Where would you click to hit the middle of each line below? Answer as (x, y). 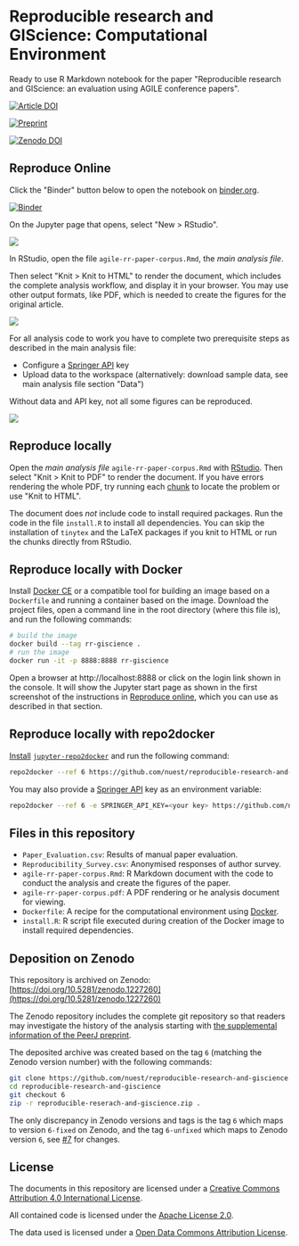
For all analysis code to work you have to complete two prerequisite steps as (149, 338)
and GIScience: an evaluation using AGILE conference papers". (125, 88)
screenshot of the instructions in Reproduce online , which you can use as (144, 697)
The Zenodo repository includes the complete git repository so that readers (147, 1016)
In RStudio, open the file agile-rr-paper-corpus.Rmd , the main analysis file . (146, 258)
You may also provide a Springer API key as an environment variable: (136, 789)
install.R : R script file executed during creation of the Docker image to (153, 921)
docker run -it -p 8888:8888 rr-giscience (89, 661)
